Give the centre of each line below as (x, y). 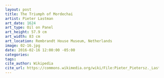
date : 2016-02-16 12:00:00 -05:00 (40, 50)
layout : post (18, 9)
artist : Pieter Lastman (29, 18)
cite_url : (15, 68)
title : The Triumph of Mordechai (39, 14)
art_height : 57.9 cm (26, 32)
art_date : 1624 (20, 23)
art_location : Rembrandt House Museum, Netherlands (59, 41)
